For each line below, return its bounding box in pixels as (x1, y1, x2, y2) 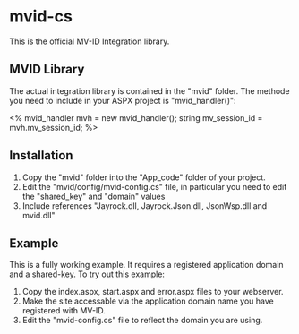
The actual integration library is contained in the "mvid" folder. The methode (9, 85, 290, 96)
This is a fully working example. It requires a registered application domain (9, 260, 284, 270)
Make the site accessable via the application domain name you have (21, 295, 275, 306)
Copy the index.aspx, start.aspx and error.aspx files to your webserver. (21, 287, 284, 297)
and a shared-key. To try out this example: (9, 269, 166, 279)
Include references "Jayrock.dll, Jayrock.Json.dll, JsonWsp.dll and (21, 200, 268, 211)
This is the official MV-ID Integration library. (9, 36, 170, 47)
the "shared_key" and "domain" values (21, 191, 166, 201)
